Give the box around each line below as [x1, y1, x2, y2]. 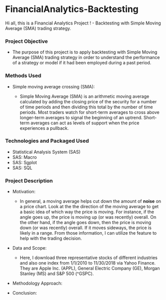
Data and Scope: [12, 245, 47, 251]
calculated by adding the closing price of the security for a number [19, 98, 157, 104]
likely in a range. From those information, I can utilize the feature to [19, 230, 157, 236]
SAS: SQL [12, 165, 32, 171]
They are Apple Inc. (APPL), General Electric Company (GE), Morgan [19, 266, 160, 272]
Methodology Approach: [12, 281, 63, 287]
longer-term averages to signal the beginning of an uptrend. [19, 114, 143, 120]
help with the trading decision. [19, 236, 82, 242]
